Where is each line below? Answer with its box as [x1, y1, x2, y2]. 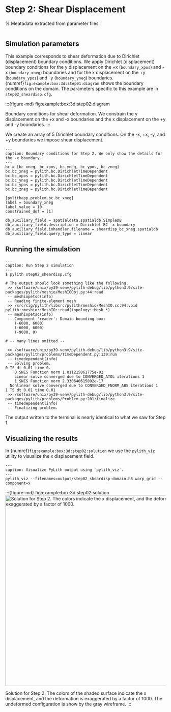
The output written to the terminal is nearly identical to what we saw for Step [5, 414, 166, 420]
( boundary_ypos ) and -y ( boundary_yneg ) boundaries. [5, 75, 113, 81]
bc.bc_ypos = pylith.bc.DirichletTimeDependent [5, 182, 108, 187]
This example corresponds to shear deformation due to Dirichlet [5, 53, 140, 59]
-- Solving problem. [7, 361, 51, 366]
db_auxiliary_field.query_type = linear [5, 231, 93, 236]
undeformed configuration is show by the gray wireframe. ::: [5, 701, 131, 707]
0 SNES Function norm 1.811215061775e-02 [14, 370, 103, 375]
